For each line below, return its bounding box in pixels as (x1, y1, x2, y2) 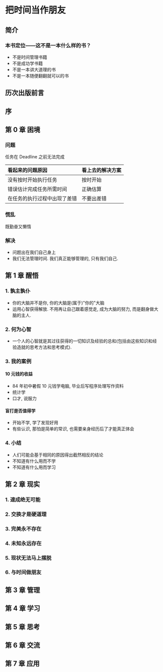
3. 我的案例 (5, 358, 32, 365)
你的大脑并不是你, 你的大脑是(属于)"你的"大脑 (12, 300, 105, 306)
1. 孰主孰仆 (5, 287, 31, 294)
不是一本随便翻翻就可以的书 (12, 72, 69, 78)
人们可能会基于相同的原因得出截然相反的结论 (12, 452, 104, 458)
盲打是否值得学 (5, 407, 36, 413)
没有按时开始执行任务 (7, 177, 58, 184)
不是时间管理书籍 (12, 54, 47, 60)
